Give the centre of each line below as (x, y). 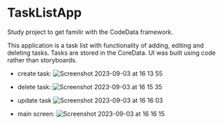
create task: (34, 73)
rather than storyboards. (42, 60)
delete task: (34, 87)
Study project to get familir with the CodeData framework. (90, 32)
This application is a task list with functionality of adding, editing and (106, 45)
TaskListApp (45, 13)
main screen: (36, 114)
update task (34, 100)
